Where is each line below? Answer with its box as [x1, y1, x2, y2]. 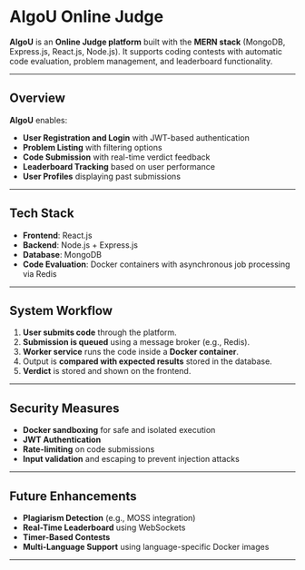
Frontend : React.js [22, 230, 93, 241]
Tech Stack [9, 206, 74, 221]
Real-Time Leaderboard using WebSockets [22, 522, 186, 533]
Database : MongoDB [22, 249, 103, 260]
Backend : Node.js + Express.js [22, 239, 139, 251]
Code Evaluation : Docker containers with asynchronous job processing [22, 259, 290, 270]
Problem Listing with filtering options [22, 142, 162, 152]
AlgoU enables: [9, 114, 68, 125]
